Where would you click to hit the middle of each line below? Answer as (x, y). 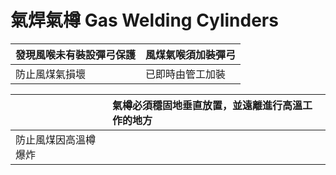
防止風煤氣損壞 (51, 74)
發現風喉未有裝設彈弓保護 (76, 54)
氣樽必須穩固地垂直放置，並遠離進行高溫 (207, 105)
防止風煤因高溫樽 (56, 139)
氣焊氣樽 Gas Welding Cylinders (144, 20)
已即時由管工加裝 (186, 74)
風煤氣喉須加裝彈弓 (191, 54)
